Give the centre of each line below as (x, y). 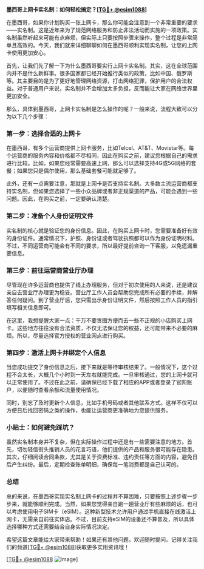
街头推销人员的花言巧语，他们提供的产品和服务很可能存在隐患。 (118, 449)
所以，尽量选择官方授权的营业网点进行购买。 (73, 335)
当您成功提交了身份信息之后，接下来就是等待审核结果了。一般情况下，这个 (99, 367)
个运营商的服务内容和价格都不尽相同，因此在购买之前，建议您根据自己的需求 (102, 156)
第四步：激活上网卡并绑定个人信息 (56, 352)
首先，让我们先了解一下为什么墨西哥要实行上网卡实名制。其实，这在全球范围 (102, 66)
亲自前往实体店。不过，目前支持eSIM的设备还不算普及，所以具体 (114, 519)
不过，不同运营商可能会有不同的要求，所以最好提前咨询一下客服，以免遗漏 (99, 246)
